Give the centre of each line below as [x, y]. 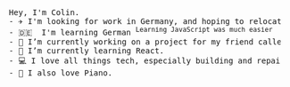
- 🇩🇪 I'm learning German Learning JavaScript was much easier [141, 32]
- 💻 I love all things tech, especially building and [130, 60]
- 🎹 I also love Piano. [61, 73]
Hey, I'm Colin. [44, 12]
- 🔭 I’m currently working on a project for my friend [131, 42]
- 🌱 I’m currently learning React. [87, 51]
